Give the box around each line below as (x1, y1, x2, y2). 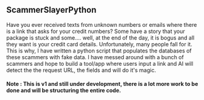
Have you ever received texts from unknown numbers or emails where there (6, 21, 197, 28)
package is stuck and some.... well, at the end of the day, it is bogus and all (6, 34, 195, 41)
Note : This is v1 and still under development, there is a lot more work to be (6, 80, 199, 88)
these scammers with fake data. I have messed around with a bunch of (6, 53, 184, 60)
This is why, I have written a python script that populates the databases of (6, 47, 192, 54)
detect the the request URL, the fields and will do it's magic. (6, 66, 157, 74)
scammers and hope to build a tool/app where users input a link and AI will (6, 60, 194, 67)
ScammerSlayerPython (6, 5, 97, 15)
